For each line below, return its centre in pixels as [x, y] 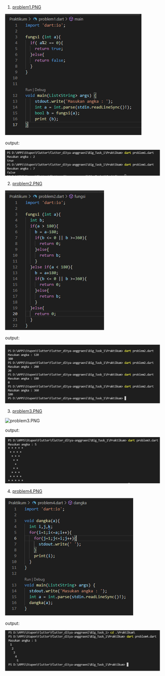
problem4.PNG [27, 491]
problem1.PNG [27, 7]
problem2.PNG [27, 184]
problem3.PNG [27, 411]
